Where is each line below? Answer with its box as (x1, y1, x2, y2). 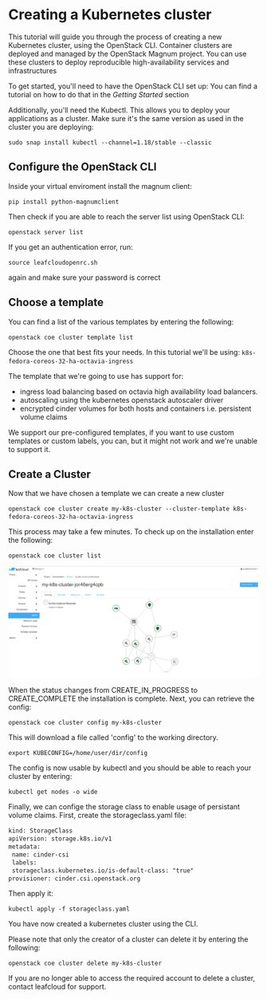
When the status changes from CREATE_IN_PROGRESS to (8, 686, 198, 695)
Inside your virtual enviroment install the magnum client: (8, 181, 193, 191)
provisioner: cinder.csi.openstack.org (8, 875, 141, 883)
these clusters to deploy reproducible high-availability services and (8, 57, 230, 67)
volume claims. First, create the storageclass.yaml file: (8, 811, 187, 820)
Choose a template (8, 296, 104, 309)
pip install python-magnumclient (8, 198, 120, 206)
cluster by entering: (8, 772, 73, 781)
